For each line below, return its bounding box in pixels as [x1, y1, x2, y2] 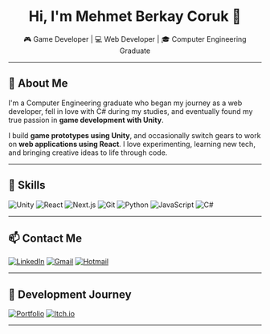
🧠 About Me [8, 76, 68, 91]
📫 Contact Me [8, 231, 83, 245]
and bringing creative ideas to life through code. [8, 148, 168, 157]
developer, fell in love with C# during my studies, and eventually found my [8, 106, 253, 116]
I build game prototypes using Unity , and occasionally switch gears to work [8, 130, 261, 140]
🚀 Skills [8, 178, 46, 192]
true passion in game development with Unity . [8, 115, 165, 124]
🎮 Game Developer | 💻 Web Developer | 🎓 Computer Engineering [23, 34, 247, 43]
